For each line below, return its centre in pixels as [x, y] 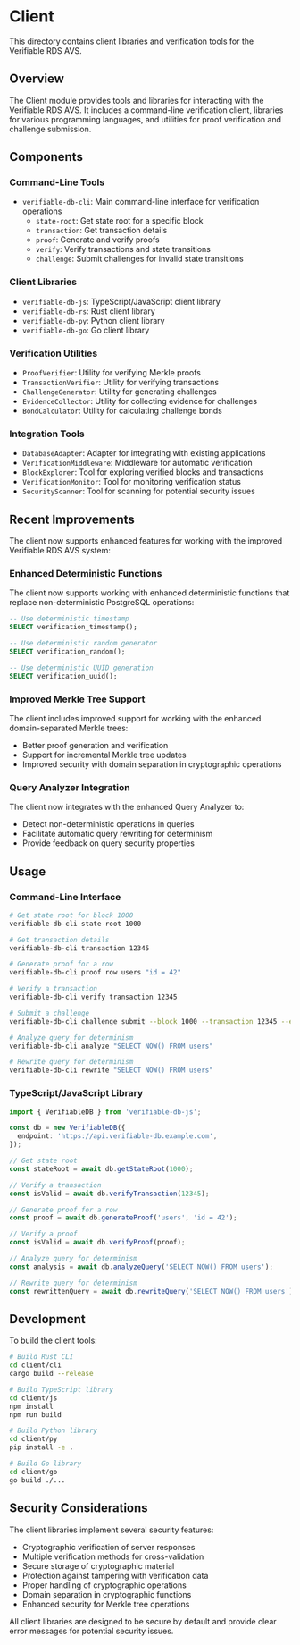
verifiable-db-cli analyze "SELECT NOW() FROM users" [112, 1046]
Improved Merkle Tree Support [77, 699]
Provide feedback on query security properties [108, 843]
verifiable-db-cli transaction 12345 [79, 948]
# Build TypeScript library [62, 1389]
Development [48, 1319]
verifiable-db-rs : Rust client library [89, 311]
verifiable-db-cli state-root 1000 [75, 924]
